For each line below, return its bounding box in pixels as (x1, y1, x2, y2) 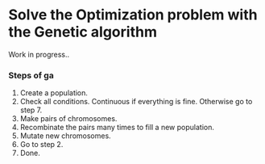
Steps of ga (8, 69, 54, 81)
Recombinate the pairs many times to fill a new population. (19, 123, 215, 132)
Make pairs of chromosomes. (19, 114, 118, 124)
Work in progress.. (8, 49, 70, 59)
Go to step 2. (19, 140, 64, 149)
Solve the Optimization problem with (8, 6, 258, 24)
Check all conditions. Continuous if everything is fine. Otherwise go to (19, 97, 253, 107)
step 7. (19, 105, 43, 115)
